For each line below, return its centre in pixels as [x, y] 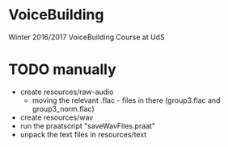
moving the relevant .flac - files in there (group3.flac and [126, 100]
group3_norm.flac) [63, 108]
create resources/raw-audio [67, 92]
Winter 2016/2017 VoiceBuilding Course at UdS [87, 37]
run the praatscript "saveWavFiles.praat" [88, 125]
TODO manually [63, 69]
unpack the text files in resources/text [83, 134]
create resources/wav [57, 117]
